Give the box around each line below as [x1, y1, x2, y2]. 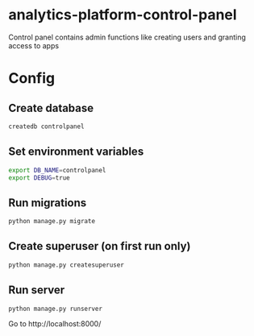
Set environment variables [8, 145, 144, 159]
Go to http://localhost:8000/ [8, 319, 102, 329]
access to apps [8, 40, 59, 50]
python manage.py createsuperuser [8, 260, 125, 269]
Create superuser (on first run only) [8, 239, 191, 253]
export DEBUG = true [8, 173, 70, 182]
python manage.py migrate [8, 218, 95, 226]
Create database [8, 101, 94, 114]
